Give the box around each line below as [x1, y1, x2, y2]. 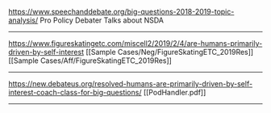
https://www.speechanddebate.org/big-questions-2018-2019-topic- [8, 7, 235, 16]
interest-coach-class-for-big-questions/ [8, 88, 142, 97]
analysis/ [8, 15, 39, 25]
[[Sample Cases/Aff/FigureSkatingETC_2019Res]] [8, 56, 172, 65]
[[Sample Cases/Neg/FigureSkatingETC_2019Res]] [85, 48, 254, 56]
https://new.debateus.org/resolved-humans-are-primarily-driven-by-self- [8, 79, 252, 88]
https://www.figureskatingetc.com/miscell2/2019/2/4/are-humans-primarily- [8, 39, 263, 48]
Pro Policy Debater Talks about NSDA [40, 15, 164, 25]
